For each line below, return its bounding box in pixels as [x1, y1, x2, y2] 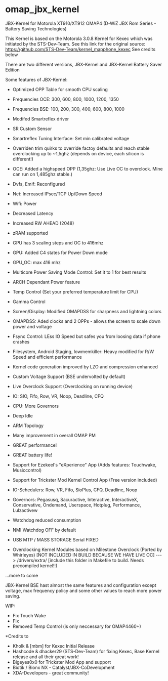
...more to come [5, 572, 38, 578]
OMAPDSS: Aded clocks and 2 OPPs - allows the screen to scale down [12, 318, 161, 324]
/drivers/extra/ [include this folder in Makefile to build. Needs [17, 557, 144, 563]
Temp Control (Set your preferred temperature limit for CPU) [12, 288, 138, 294]
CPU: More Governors [12, 403, 59, 409]
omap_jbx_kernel [5, 4, 79, 15]
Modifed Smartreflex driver [12, 115, 69, 122]
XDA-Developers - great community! [12, 669, 89, 676]
